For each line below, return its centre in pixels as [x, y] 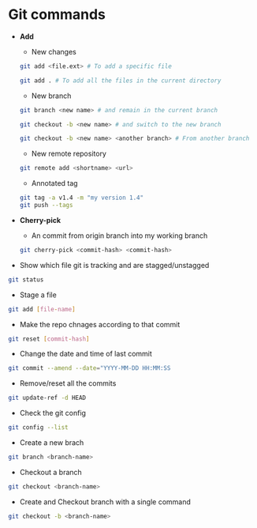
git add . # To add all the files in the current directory [120, 81]
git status [26, 279]
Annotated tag [54, 183]
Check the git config [53, 413]
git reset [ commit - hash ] [49, 339]
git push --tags [46, 206]
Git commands [57, 15]
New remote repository [69, 154]
